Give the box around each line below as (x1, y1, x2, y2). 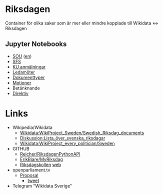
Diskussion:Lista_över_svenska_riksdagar (19, 135, 105, 141)
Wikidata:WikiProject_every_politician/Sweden (19, 140, 115, 146)
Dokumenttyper (12, 74, 45, 80)
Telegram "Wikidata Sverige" (12, 182, 72, 188)
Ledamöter (12, 69, 35, 75)
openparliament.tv (12, 166, 50, 173)
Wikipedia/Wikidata (12, 124, 52, 130)
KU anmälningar (12, 63, 46, 69)
